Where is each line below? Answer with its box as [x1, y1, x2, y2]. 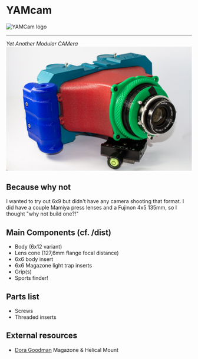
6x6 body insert [14, 256, 54, 263]
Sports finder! [14, 275, 48, 282]
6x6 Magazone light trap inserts [14, 262, 93, 269]
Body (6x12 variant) [14, 243, 62, 250]
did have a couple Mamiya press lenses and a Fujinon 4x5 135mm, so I [6, 204, 177, 211]
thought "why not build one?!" [6, 210, 79, 217]
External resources [6, 331, 78, 341]
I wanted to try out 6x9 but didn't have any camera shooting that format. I [6, 198, 184, 205]
